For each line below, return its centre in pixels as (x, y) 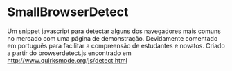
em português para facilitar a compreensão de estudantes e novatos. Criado (116, 45)
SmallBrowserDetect (68, 12)
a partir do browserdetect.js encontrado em (69, 53)
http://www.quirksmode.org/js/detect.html (68, 60)
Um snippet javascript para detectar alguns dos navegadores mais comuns (114, 31)
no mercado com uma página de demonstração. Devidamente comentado (113, 38)
